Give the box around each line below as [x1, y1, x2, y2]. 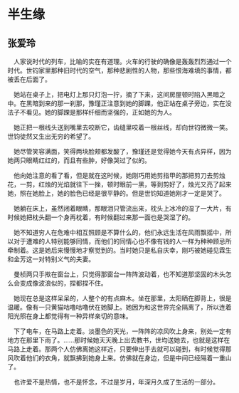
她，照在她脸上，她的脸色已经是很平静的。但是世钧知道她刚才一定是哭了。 [7, 189, 225, 197]
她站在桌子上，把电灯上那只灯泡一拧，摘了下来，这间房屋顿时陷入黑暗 [14, 90, 219, 98]
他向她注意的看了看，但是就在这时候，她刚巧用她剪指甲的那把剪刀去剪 [14, 172, 219, 179]
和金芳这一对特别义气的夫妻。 [7, 255, 95, 263]
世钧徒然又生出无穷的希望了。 [7, 132, 95, 140]
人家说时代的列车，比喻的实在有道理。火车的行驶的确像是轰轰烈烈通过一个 [14, 58, 232, 65]
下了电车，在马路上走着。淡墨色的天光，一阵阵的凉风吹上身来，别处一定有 [14, 327, 232, 335]
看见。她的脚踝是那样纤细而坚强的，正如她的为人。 [26, 108, 176, 116]
